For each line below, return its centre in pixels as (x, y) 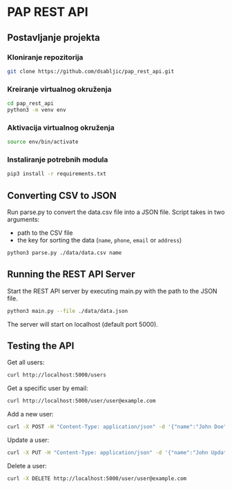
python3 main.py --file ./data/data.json (68, 311)
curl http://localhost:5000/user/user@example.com (81, 401)
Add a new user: (30, 414)
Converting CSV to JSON (62, 195)
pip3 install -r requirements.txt (57, 174)
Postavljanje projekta (54, 38)
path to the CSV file (45, 233)
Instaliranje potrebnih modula (58, 160)
